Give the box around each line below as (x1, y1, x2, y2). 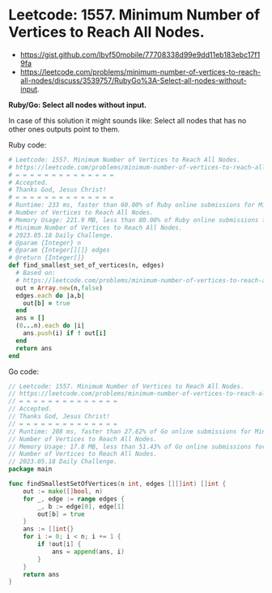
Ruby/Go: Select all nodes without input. (8, 100, 147, 110)
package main (8, 465, 53, 474)
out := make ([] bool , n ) (23, 487, 104, 496)
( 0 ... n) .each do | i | (15, 322, 85, 330)
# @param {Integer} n (8, 238, 82, 247)
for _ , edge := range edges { (23, 495, 125, 503)
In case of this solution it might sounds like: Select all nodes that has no (8, 115, 247, 125)
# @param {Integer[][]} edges (8, 246, 111, 255)
